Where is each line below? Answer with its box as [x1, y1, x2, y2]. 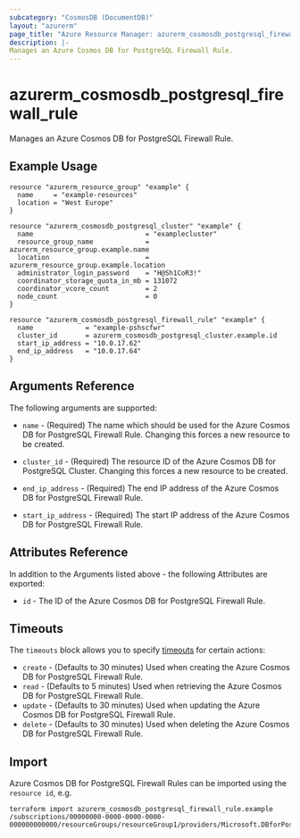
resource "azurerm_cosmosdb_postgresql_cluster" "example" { [9, 221, 242, 230]
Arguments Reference [9, 378, 136, 394]
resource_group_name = [17, 237, 150, 246]
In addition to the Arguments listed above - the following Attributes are [9, 568, 268, 579]
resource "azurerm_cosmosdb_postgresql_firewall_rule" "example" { [9, 315, 266, 324]
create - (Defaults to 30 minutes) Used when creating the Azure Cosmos [21, 662, 290, 673]
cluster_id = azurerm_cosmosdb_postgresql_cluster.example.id [17, 331, 278, 340]
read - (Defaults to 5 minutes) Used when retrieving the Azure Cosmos [21, 681, 282, 692]
